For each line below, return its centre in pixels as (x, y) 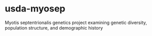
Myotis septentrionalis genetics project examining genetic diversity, (76, 22)
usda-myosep (35, 9)
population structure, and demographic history (54, 27)
